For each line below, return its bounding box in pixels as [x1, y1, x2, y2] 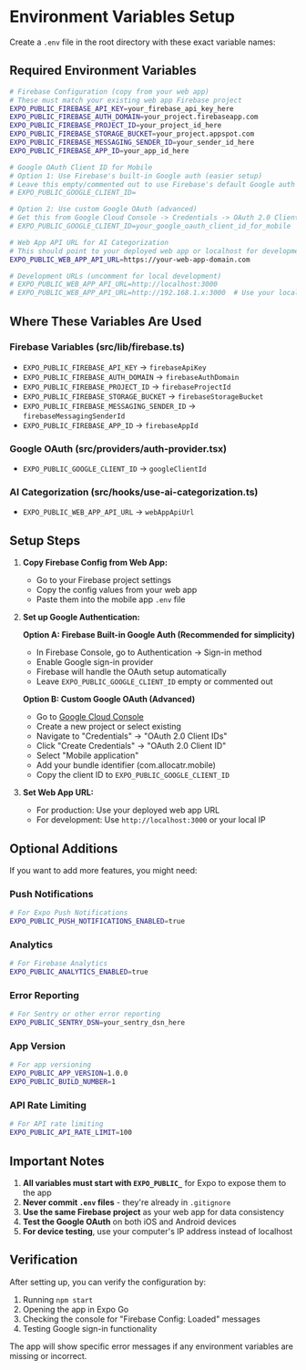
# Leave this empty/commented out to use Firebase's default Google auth [9, 179, 296, 189]
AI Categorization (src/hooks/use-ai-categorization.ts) [9, 486, 259, 498]
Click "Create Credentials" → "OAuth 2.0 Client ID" [36, 741, 227, 751]
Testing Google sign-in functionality [22, 1323, 158, 1334]
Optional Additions [9, 841, 118, 856]
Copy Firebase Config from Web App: [22, 557, 168, 568]
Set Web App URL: [22, 787, 94, 798]
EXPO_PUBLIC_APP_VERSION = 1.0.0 [9, 1068, 128, 1079]
